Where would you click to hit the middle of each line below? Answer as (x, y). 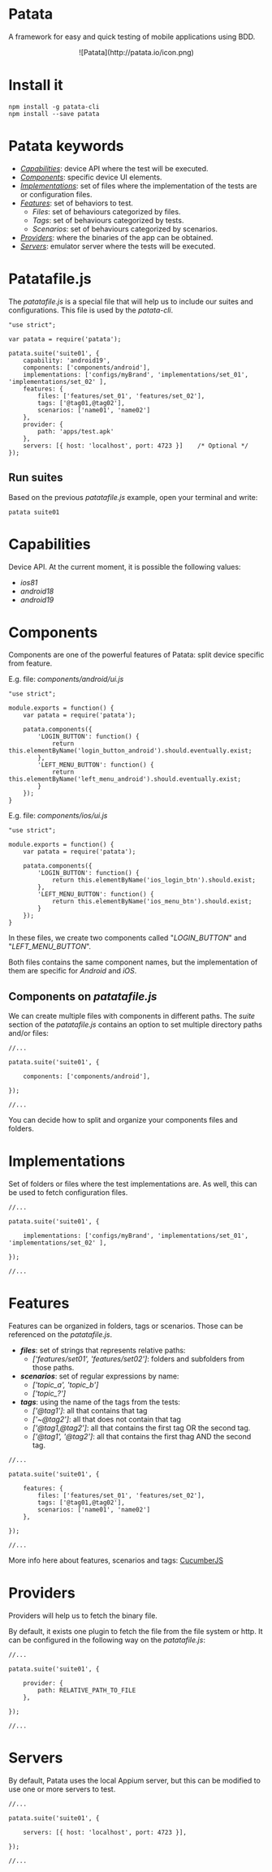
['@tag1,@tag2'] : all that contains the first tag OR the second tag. (141, 1428)
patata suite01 (34, 512)
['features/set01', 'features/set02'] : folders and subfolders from (138, 1359)
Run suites (36, 478)
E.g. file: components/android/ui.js (66, 679)
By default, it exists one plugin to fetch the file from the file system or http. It (136, 1632)
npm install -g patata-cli (54, 106)
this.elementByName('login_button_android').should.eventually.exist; (130, 751)
